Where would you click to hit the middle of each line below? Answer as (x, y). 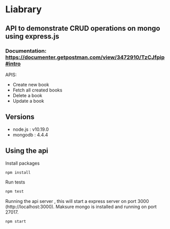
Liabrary (24, 9)
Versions (20, 117)
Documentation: (26, 51)
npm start (16, 222)
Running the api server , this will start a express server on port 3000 (77, 201)
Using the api (27, 151)
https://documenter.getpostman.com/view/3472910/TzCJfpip (85, 57)
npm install (18, 172)
